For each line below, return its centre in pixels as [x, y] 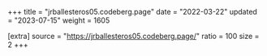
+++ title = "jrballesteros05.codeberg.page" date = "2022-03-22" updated [132, 12]
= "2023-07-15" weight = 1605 [59, 20]
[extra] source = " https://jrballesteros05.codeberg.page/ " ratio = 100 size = [133, 36]
